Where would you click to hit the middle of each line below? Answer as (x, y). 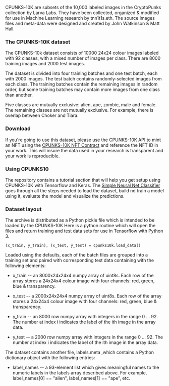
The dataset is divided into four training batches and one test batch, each (81, 73)
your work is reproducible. (33, 156)
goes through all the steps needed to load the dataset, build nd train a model (85, 190)
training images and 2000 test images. (45, 64)
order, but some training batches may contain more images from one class (82, 90)
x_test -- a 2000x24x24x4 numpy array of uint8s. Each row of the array (87, 296)
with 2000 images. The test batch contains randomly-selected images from (84, 79)
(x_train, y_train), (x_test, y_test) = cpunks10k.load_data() (73, 246)
